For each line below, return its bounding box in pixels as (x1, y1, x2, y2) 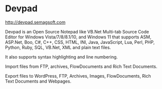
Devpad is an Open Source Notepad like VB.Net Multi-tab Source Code (5, 29, 149, 34)
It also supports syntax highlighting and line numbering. (5, 54, 118, 59)
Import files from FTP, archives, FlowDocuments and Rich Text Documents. (5, 63, 158, 69)
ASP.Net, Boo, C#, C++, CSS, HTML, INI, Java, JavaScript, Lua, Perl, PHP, (5, 39, 155, 45)
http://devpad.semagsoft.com (5, 19, 65, 25)
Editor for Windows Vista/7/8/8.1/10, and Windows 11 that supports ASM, (5, 34, 152, 40)
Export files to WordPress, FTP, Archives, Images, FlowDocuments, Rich (5, 73, 151, 79)
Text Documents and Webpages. (5, 78, 71, 84)
